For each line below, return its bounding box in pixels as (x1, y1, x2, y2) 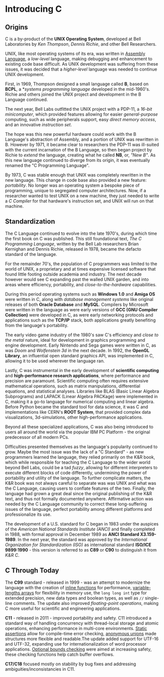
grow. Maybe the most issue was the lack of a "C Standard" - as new (5, 449, 144, 454)
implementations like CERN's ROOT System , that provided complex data (5, 409, 151, 415)
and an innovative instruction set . (5, 122, 72, 127)
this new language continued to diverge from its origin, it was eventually (5, 157, 150, 163)
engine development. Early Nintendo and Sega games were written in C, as (5, 342, 157, 348)
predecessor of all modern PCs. (5, 434, 70, 440)
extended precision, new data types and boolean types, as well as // (5, 595, 144, 601)
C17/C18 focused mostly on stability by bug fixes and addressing (5, 661, 136, 667)
